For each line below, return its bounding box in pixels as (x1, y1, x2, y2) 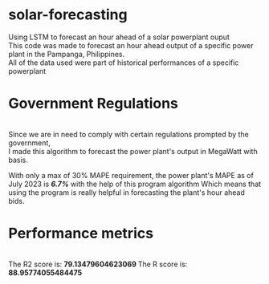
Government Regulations (8, 95, 179, 113)
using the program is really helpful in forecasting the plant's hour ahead (8, 187, 245, 197)
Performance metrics (8, 225, 154, 242)
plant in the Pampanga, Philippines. (8, 49, 125, 59)
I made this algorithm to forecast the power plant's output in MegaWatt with (8, 146, 259, 156)
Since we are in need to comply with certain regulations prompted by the (8, 129, 249, 139)
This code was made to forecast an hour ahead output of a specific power (8, 40, 254, 50)
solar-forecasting (8, 6, 128, 24)
